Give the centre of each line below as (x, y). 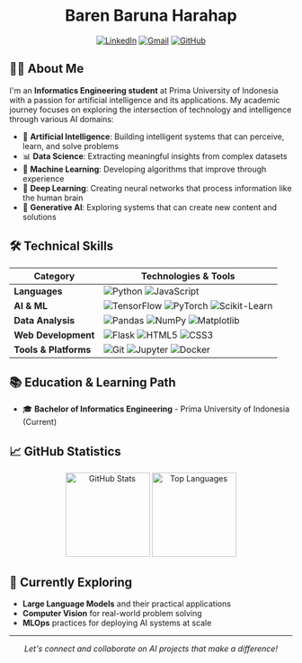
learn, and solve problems (71, 146)
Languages (38, 291)
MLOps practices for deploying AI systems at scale (117, 623)
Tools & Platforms (53, 349)
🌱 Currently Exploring (71, 582)
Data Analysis (44, 320)
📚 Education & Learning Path (93, 382)
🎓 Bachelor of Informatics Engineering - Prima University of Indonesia (156, 409)
